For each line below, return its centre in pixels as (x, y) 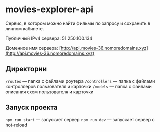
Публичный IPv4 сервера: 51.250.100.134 (49, 38)
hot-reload (16, 125)
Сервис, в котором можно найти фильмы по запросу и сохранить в (78, 23)
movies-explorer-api (49, 9)
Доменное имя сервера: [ (33, 48)
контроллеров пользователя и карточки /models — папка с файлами (78, 86)
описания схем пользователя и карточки (49, 92)
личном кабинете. (25, 28)
